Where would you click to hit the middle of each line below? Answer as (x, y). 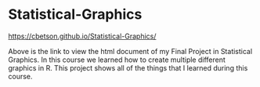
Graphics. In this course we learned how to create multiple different (117, 60)
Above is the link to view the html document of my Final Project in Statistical (130, 51)
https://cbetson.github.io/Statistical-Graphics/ (82, 36)
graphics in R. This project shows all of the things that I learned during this (128, 67)
